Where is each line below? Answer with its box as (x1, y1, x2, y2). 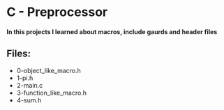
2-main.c (16, 81, 43, 89)
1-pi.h (16, 74, 33, 82)
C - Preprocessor (6, 4, 108, 20)
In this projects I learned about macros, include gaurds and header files (6, 27, 218, 36)
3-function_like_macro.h (16, 88, 87, 97)
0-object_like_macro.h (16, 66, 82, 74)
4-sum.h (16, 95, 42, 104)
